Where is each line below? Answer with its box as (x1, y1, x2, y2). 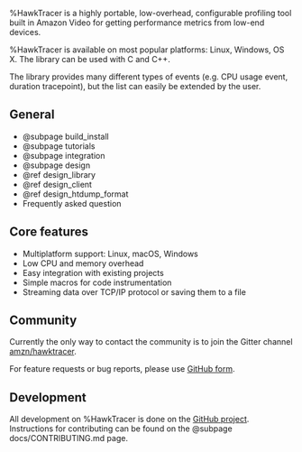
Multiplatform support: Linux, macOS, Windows (22, 248, 198, 259)
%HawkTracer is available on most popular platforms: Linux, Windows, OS (9, 44, 285, 55)
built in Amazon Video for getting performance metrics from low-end (9, 17, 265, 28)
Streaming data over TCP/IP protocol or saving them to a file (22, 286, 246, 297)
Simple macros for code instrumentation (22, 277, 172, 288)
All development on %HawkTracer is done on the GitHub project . (9, 414, 250, 425)
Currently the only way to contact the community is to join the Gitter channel (9, 337, 293, 347)
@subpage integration (22, 150, 105, 161)
